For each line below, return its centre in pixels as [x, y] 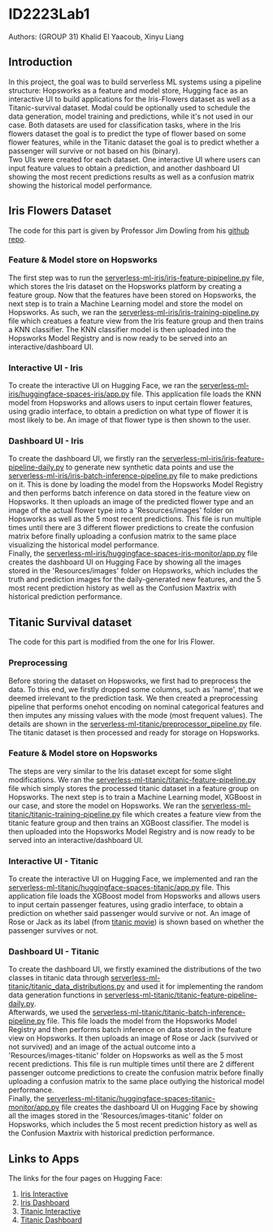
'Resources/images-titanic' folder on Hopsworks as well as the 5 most [126, 1056]
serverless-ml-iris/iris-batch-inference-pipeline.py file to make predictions [133, 476]
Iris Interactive [44, 1194]
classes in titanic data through [59, 978]
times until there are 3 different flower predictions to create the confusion [131, 528]
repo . [17, 239]
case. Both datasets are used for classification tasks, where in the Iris [125, 125]
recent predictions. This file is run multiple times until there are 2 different [131, 1064]
